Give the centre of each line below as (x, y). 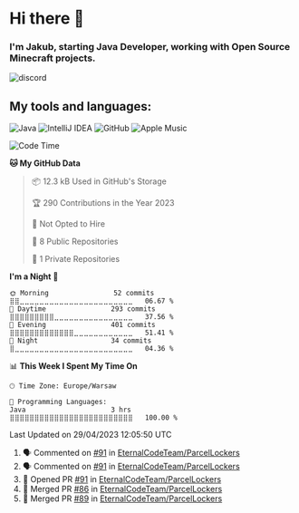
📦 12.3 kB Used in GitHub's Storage (99, 181)
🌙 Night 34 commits (81, 341)
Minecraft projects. (53, 58)
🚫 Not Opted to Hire (68, 224)
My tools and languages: (81, 106)
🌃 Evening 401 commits (82, 325)
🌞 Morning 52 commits (82, 294)
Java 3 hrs (70, 410)
